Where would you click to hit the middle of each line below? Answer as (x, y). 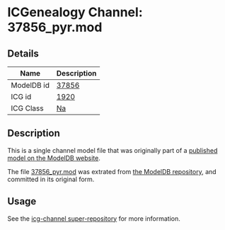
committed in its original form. (51, 179)
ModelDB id (30, 85)
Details (23, 53)
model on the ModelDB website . (54, 158)
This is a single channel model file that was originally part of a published (112, 150)
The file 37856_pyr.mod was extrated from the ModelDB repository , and (112, 171)
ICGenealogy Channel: (75, 12)
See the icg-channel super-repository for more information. (94, 218)
